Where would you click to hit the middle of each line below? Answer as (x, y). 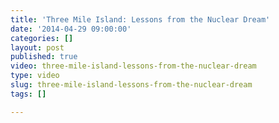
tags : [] (28, 94)
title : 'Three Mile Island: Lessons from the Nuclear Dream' (140, 19)
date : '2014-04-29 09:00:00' (71, 29)
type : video (35, 76)
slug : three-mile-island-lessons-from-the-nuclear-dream (131, 85)
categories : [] (42, 38)
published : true (44, 57)
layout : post (37, 47)
